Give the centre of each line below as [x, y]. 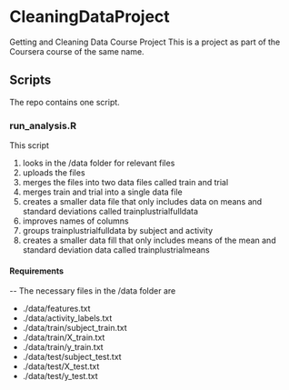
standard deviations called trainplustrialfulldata [110, 212]
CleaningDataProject [90, 17]
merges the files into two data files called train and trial [125, 183]
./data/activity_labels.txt [67, 318]
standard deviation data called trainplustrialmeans [116, 250]
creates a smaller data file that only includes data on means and [142, 202]
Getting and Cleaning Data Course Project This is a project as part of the [145, 42]
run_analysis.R [43, 125]
